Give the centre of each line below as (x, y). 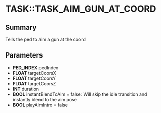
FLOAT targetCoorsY (34, 78)
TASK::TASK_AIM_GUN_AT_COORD (81, 9)
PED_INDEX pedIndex (35, 67)
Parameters (24, 55)
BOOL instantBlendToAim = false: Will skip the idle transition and (80, 94)
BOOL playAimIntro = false (40, 105)
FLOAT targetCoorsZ (34, 83)
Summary (21, 27)
